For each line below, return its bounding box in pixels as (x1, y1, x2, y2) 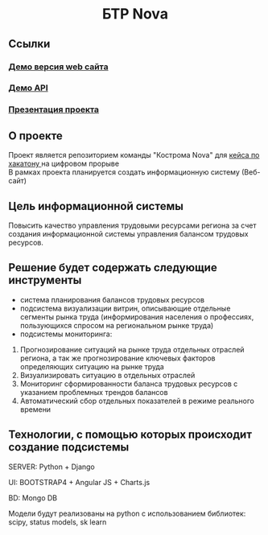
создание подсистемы (8, 440, 130, 455)
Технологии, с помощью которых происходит (8, 428, 252, 442)
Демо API (8, 82, 48, 93)
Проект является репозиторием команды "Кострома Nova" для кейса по (8, 150, 260, 160)
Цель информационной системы (8, 199, 183, 213)
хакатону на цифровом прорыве (8, 158, 119, 169)
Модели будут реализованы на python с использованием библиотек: (8, 508, 246, 518)
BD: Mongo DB (8, 492, 58, 503)
